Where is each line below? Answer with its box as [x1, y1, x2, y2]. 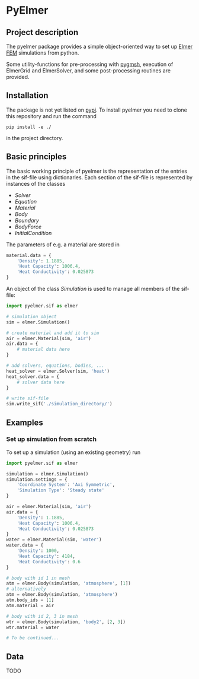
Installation [6, 90, 49, 101]
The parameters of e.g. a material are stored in [6, 241, 120, 248]
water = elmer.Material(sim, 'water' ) [6, 537, 102, 543]
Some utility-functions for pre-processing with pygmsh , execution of [6, 61, 174, 68]
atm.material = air [6, 602, 54, 608]
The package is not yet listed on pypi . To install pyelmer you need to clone [6, 106, 188, 113]
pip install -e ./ [6, 124, 52, 130]
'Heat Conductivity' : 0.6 [17, 559, 81, 564]
